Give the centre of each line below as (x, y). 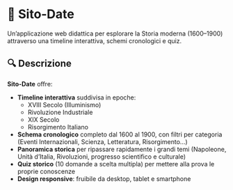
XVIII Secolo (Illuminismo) (64, 104)
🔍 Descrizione (39, 64)
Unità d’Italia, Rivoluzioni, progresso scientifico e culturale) (102, 157)
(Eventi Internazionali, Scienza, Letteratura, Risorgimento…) (102, 141)
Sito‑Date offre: (30, 84)
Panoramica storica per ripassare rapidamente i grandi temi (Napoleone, (122, 149)
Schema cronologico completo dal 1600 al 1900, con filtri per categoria (120, 134)
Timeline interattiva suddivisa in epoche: (77, 97)
